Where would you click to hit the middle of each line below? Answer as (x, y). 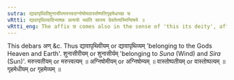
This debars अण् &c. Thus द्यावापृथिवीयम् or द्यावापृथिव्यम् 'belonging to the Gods (110, 46)
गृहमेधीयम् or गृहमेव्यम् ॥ (34, 69)
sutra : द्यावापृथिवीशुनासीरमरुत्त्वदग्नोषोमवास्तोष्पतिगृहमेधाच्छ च (69, 13)
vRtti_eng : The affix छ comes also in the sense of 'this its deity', (112, 26)
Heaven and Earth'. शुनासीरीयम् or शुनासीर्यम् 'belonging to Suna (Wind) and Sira (114, 54)
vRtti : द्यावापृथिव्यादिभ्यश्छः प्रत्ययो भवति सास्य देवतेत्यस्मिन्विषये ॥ (76, 20)
